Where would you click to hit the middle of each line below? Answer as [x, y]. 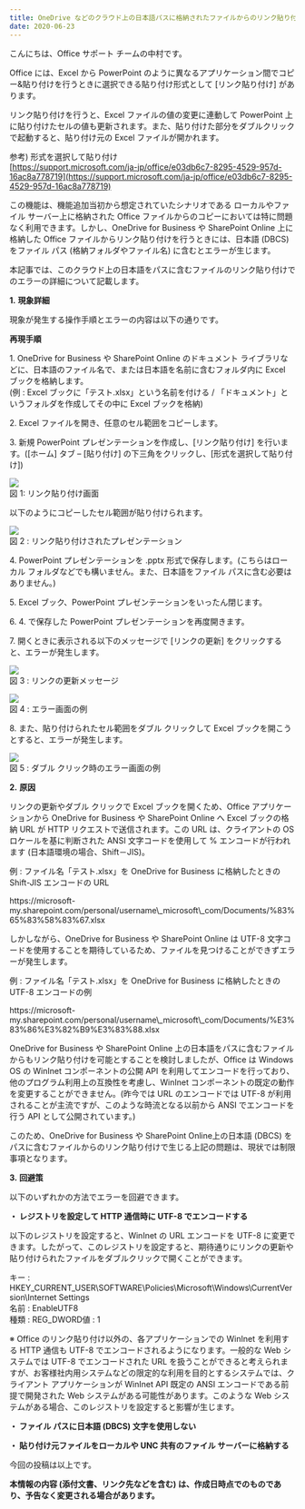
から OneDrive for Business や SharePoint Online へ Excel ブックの [157, 817]
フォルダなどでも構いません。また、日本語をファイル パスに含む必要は [159, 571]
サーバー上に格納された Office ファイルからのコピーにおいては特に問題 [160, 216]
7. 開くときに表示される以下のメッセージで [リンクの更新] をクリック [138, 640]
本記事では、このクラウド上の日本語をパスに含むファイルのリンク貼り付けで [152, 270]
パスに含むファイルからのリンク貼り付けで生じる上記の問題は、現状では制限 [152, 1147]
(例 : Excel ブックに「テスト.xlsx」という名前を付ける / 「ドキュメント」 [145, 392]
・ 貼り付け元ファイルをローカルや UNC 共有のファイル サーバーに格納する [149, 1445]
